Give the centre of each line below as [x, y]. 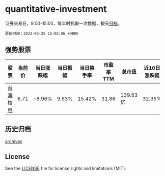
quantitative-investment [56, 9]
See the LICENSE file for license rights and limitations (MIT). [66, 169]
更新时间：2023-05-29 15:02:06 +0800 [42, 33]
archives [14, 141]
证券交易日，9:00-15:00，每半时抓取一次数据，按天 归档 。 [64, 23]
